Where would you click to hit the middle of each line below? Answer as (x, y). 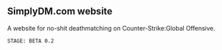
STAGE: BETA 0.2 (31, 41)
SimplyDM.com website (60, 11)
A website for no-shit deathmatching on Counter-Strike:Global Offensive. (111, 28)
